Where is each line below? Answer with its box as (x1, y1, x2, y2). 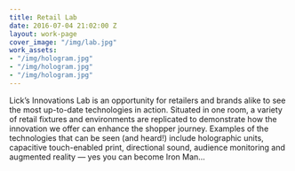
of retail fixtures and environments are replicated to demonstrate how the (9, 113, 277, 124)
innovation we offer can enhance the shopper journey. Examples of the (9, 123, 269, 134)
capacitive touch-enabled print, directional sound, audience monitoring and (9, 142, 286, 152)
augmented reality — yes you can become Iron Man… (9, 152, 206, 162)
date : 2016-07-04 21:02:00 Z (9, 21, 117, 30)
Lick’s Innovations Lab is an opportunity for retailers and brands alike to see (9, 95, 286, 105)
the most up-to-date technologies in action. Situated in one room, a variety (9, 104, 283, 115)
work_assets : (9, 46, 58, 55)
